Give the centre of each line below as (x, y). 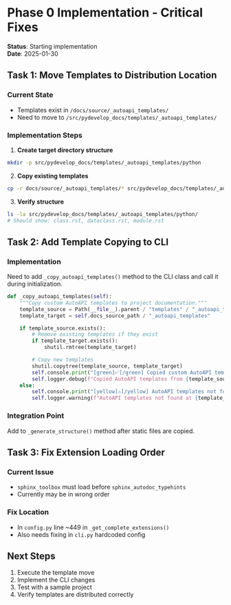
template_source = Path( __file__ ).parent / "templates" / (104, 309)
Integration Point (36, 416)
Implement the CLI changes (56, 580)
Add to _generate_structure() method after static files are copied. (101, 431)
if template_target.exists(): (75, 341)
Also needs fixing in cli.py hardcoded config (81, 534)
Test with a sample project (54, 587)
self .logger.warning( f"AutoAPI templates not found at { (115, 398)
